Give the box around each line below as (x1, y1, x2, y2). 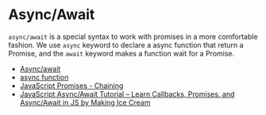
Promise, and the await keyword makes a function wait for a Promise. (8, 48, 235, 58)
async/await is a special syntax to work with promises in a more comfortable (8, 32, 258, 41)
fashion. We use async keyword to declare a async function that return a (8, 40, 244, 49)
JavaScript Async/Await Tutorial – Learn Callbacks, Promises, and (19, 89, 235, 98)
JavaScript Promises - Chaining (19, 81, 124, 90)
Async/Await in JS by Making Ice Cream (19, 98, 151, 107)
